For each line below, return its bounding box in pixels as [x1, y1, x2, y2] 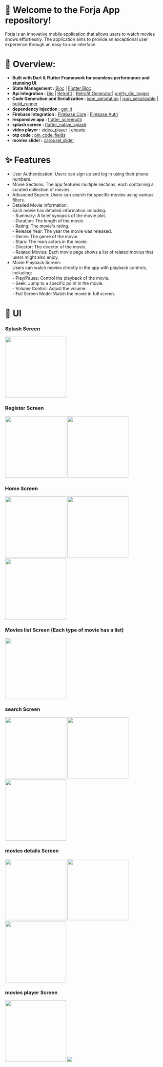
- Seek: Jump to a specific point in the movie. [12, 280, 104, 286]
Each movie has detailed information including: [12, 207, 106, 213]
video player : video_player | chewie [12, 127, 86, 133]
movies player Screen [5, 989, 58, 996]
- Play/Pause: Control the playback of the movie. [12, 275, 110, 281]
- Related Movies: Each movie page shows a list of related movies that [12, 249, 154, 255]
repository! [5, 15, 51, 26]
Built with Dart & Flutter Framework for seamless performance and [12, 74, 150, 80]
